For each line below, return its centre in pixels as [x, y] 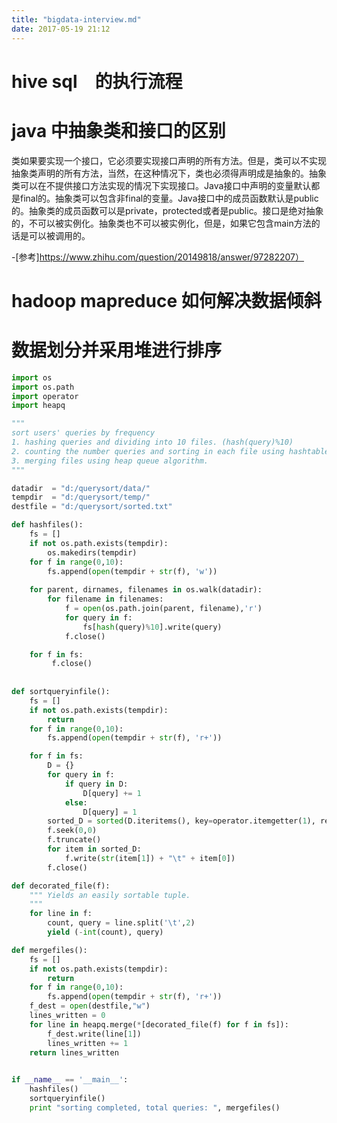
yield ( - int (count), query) [105, 932]
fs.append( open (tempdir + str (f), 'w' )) [132, 571]
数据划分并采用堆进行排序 [117, 350]
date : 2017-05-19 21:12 [61, 29]
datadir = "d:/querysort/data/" [81, 488]
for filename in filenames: [105, 599]
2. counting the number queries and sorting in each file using [148, 451]
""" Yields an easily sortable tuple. [110, 895]
